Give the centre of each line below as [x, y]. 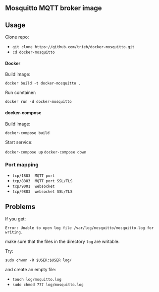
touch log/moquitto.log [37, 279]
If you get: [16, 219]
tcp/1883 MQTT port [33, 176]
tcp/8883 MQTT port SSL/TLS [42, 181]
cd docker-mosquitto [33, 52]
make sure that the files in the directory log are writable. [62, 241]
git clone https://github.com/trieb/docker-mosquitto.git [73, 47]
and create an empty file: [31, 269]
